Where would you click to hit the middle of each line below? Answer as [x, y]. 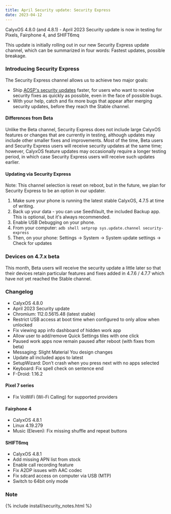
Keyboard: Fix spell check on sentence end [58, 368]
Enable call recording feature [43, 465]
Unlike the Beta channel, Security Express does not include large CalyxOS [83, 129]
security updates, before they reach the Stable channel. [71, 106]
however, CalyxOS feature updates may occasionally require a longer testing [86, 151]
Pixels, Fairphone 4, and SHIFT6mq [42, 35]
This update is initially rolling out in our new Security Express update [77, 45]
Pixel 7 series [20, 385]
